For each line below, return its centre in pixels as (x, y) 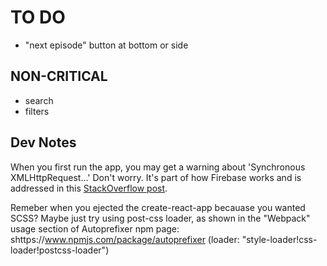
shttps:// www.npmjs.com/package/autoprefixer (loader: (125, 239)
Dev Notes (43, 142)
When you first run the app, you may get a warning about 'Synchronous (158, 167)
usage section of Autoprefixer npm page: (95, 228)
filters (37, 111)
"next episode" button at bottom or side (106, 45)
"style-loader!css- (279, 239)
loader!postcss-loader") (60, 250)
